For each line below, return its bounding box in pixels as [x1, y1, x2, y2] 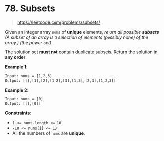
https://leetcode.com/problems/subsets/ [17, 19, 100, 25]
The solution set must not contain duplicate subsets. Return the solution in [5, 49, 158, 55]
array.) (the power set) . [5, 39, 53, 45]
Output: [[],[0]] [5, 101, 41, 106]
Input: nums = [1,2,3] [5, 73, 52, 78]
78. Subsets [5, 3, 55, 14]
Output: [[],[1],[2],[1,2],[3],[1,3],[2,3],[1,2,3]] [5, 78, 116, 83]
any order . [5, 54, 27, 60]
